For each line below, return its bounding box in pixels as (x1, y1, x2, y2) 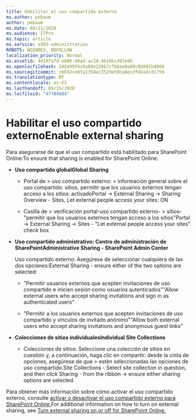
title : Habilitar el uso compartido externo (6, 8, 117, 15)
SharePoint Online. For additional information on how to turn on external (6, 401, 179, 408)
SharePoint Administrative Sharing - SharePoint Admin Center (14, 244, 169, 251)
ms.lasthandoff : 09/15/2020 (6, 86, 75, 91)
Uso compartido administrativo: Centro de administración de (14, 238, 167, 245)
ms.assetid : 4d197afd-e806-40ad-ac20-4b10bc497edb (6, 58, 133, 64)
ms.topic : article (6, 36, 51, 42)
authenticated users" (23, 298, 75, 306)
